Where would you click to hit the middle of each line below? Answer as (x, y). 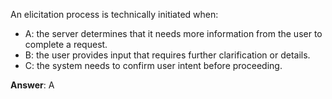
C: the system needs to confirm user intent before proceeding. (153, 65)
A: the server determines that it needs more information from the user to (173, 33)
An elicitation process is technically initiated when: (114, 14)
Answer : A (32, 85)
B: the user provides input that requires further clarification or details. (167, 55)
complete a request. (66, 44)
